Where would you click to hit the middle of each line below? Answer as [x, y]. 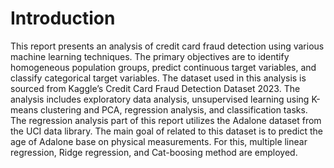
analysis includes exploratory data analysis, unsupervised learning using [160, 99]
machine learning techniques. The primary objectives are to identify [150, 56]
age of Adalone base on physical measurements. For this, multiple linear [159, 141]
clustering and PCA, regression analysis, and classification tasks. [174, 109]
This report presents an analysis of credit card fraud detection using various [167, 46]
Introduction [63, 18]
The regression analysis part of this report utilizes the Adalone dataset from [166, 120]
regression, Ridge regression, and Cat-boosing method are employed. [154, 152]
